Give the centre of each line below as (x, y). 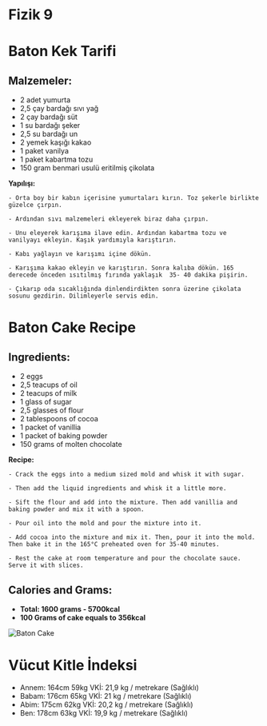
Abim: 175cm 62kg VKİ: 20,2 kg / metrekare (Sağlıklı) (106, 704)
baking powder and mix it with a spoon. (77, 509)
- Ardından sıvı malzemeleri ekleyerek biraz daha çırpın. (109, 219)
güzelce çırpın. (35, 205)
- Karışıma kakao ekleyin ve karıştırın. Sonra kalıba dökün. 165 (121, 268)
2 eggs (31, 377)
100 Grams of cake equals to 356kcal (83, 618)
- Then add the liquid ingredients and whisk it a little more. (118, 489)
